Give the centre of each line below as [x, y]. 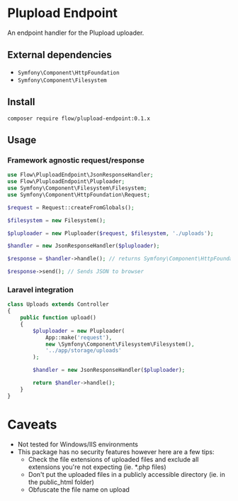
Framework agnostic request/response [76, 160]
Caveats [32, 424]
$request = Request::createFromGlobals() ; [71, 207]
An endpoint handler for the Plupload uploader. [76, 33]
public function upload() [58, 318]
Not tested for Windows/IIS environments [78, 444]
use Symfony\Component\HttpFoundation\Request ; [79, 194]
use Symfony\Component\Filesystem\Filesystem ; [77, 188]
